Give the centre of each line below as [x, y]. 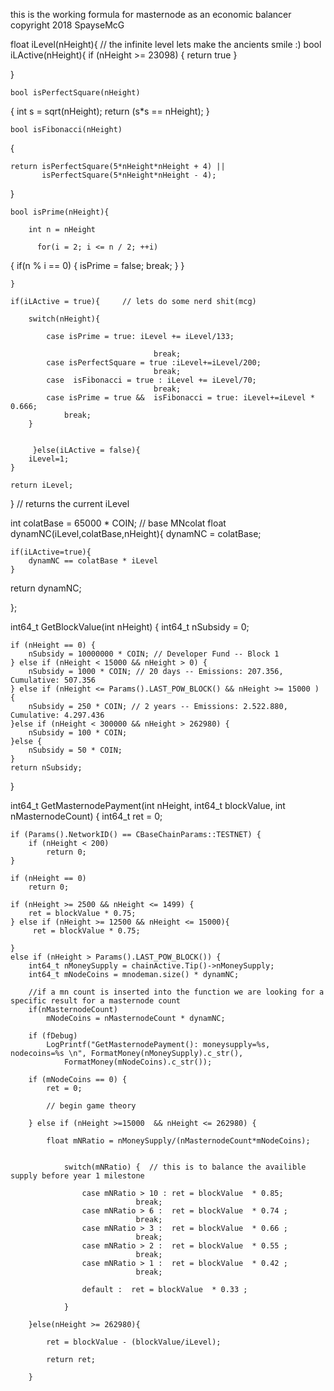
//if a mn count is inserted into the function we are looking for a [176, 992]
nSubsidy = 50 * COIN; [75, 750]
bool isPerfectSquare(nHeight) [75, 93]
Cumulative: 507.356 [53, 680]
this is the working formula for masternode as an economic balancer [151, 14]
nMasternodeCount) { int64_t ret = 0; [86, 816]
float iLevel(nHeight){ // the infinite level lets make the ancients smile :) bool [166, 44]
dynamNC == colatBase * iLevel [93, 561]
